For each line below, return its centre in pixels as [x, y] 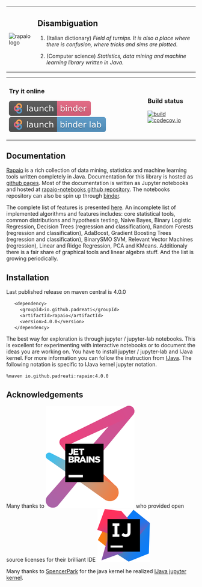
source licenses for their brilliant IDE [51, 560]
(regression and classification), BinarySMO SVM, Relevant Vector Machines [100, 239]
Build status [165, 101]
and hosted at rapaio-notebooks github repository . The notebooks [88, 189]
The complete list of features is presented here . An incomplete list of [91, 207]
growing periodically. [32, 258]
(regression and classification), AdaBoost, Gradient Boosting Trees [89, 233]
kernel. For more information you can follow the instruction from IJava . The [99, 358]
